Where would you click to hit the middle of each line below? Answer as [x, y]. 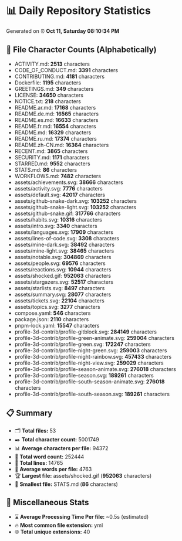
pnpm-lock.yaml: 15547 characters [57, 325]
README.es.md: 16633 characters [56, 120]
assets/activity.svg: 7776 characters [58, 188]
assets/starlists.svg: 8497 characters [60, 288]
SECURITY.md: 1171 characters [52, 157]
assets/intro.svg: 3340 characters [56, 226]
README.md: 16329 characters [53, 132]
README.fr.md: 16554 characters [55, 126]
